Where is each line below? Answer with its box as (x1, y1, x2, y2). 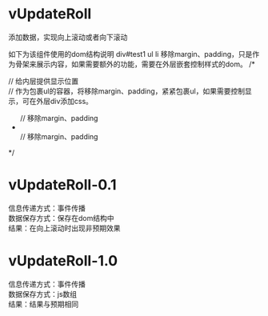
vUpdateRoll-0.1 (8, 176, 117, 194)
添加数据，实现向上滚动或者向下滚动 (8, 32, 128, 42)
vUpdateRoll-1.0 (8, 252, 118, 270)
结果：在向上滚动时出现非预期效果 (8, 223, 121, 233)
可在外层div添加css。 (22, 96, 94, 106)
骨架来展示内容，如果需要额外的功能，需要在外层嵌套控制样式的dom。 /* (14, 59, 256, 69)
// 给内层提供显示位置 (8, 76, 79, 86)
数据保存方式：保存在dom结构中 (8, 213, 114, 222)
